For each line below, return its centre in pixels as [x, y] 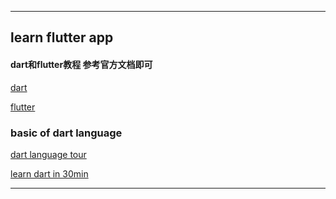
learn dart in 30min [49, 173]
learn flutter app [62, 37]
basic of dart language [66, 133]
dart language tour [48, 154]
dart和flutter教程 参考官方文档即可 [81, 64]
